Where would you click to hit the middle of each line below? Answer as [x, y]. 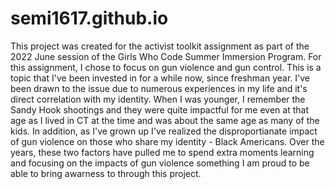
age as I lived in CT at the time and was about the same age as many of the [165, 120]
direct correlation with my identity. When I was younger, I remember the [158, 99]
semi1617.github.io [89, 18]
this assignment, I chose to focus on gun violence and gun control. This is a [166, 67]
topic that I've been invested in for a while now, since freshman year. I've [160, 78]
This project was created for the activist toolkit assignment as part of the [160, 46]
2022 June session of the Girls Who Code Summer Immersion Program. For [166, 56]
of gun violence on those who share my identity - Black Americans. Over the [167, 141]
